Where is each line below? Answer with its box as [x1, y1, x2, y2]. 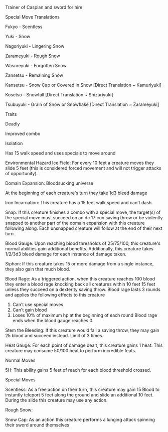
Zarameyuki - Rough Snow [5, 53, 60, 59]
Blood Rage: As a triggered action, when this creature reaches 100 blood [5, 276, 155, 281]
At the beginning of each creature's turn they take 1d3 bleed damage [5, 190, 147, 196]
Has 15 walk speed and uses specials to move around [5, 150, 116, 156]
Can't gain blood [12, 307, 47, 313]
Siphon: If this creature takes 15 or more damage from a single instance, [5, 261, 154, 266]
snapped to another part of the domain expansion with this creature [5, 220, 145, 226]
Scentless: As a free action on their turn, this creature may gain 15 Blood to [5, 386, 159, 392]
